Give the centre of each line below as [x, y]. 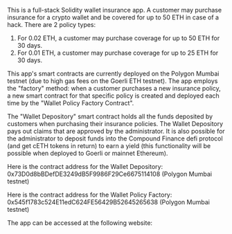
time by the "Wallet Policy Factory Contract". [71, 103]
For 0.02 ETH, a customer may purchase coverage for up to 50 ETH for [118, 38]
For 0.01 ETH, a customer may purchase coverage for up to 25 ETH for [118, 53]
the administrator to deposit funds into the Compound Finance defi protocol [115, 138]
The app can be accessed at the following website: [80, 223]
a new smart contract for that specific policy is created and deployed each [113, 96]
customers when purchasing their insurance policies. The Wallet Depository [115, 124]
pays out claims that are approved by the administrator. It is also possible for [116, 131]
